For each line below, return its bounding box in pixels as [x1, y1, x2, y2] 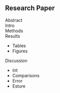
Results [5, 33, 21, 39]
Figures [12, 48, 28, 54]
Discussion [5, 57, 28, 64]
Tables [12, 42, 26, 49]
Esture [12, 83, 26, 89]
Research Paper [5, 4, 55, 12]
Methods [5, 27, 24, 34]
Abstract [5, 17, 23, 23]
